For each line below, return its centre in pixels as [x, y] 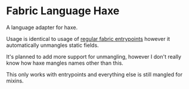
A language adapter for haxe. [42, 27]
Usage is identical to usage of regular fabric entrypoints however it [88, 39]
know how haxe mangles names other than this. [65, 63]
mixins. [15, 81]
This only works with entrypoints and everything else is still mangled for [94, 74]
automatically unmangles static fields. [53, 45]
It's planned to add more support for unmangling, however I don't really [94, 56]
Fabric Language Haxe [63, 11]
